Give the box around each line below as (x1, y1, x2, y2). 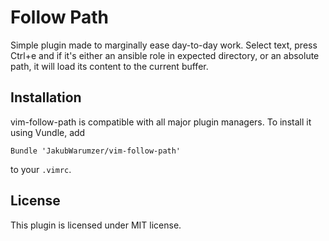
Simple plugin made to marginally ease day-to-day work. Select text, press (10, 39, 318, 51)
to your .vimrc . (10, 163, 72, 175)
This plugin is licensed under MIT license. (10, 219, 182, 231)
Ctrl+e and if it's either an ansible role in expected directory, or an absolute (10, 49, 320, 61)
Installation (10, 89, 82, 106)
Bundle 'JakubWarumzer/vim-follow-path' (10, 146, 182, 156)
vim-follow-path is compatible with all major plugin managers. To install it (10, 116, 312, 128)
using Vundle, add (10, 126, 86, 138)
